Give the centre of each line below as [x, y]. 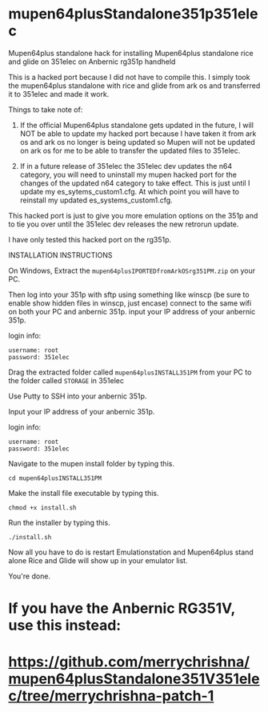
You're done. [29, 576]
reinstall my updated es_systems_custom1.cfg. [96, 200]
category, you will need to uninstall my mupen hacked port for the [128, 174]
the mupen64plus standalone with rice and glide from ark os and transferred [134, 86]
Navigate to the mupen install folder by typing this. [91, 463]
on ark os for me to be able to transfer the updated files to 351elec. [130, 150]
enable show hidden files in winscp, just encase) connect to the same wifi [130, 303]
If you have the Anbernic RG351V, [122, 608]
